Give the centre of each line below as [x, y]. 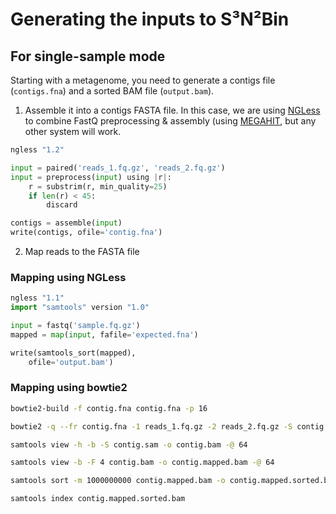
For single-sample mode [88, 56]
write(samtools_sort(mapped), [73, 353]
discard [62, 205]
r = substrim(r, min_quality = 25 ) [98, 186]
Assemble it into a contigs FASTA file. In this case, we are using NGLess [172, 110]
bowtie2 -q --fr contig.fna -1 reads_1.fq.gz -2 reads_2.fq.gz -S [151, 426]
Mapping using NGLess [68, 277]
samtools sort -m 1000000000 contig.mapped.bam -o [118, 481]
